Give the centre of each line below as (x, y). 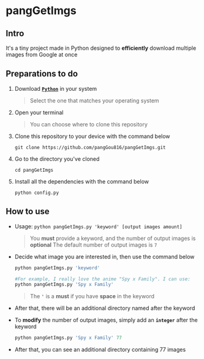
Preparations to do (42, 74)
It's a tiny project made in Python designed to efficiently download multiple (101, 48)
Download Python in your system (56, 88)
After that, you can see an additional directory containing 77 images (100, 350)
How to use (28, 211)
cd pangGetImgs (34, 170)
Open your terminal (39, 112)
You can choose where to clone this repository (89, 124)
